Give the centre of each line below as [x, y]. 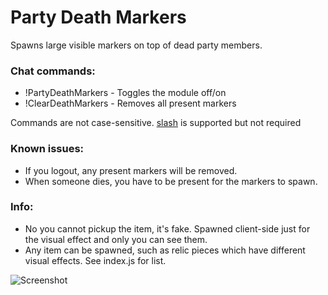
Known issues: [47, 149]
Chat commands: [53, 71]
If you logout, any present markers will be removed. [131, 170]
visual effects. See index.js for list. [95, 260]
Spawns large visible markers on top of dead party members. [136, 45]
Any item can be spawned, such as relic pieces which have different [165, 250]
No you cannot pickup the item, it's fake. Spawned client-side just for [167, 228]
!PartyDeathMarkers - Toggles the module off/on [125, 93]
